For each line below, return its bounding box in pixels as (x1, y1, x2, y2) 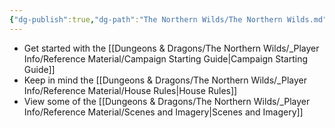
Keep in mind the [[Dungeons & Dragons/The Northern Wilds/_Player (23, 74, 307, 86)
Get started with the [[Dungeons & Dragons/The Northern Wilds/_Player (23, 42, 320, 54)
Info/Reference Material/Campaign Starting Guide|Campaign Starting (23, 52, 308, 65)
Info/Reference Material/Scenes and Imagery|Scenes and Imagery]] (23, 106, 304, 118)
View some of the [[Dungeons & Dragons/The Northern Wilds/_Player (23, 95, 311, 107)
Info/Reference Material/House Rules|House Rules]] (23, 84, 238, 96)
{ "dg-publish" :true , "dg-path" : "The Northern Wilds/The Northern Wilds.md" (9, 14, 328, 25)
